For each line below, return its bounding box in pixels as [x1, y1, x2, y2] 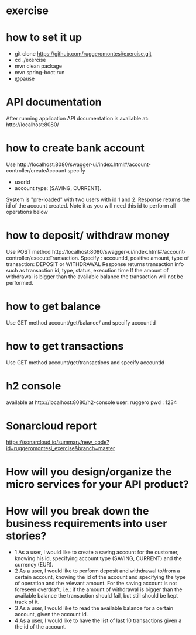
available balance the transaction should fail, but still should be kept [14, 592, 178, 599]
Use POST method [6, 248, 51, 255]
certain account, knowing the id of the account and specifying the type [14, 573, 186, 580]
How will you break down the [6, 505, 149, 518]
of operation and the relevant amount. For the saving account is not [14, 579, 177, 586]
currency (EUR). [14, 561, 54, 568]
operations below [6, 209, 48, 215]
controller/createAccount [6, 167, 66, 174]
